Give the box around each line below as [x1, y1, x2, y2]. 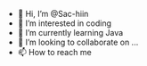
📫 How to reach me [17, 47, 92, 57]
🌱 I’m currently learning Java [17, 28, 124, 37]
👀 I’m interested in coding [17, 18, 112, 29]
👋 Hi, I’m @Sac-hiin [17, 9, 89, 19]
